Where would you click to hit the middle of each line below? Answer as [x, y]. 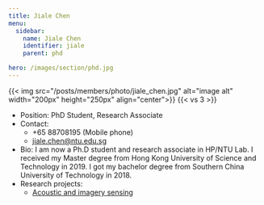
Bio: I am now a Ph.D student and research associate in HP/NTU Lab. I [136, 149]
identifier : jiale [54, 46]
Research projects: [51, 183]
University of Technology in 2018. [76, 175]
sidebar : [30, 31]
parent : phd [43, 53]
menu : [17, 23]
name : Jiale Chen [52, 38]
